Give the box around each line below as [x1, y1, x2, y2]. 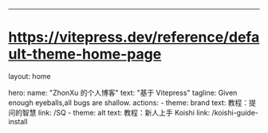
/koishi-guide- [211, 108, 259, 117]
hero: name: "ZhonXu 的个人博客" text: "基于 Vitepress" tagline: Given [8, 88, 238, 97]
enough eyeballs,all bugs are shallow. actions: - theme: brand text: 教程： [8, 97, 250, 108]
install [8, 116, 28, 126]
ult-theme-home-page [8, 45, 162, 64]
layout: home [8, 71, 51, 80]
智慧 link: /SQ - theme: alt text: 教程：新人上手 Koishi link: [22, 108, 211, 117]
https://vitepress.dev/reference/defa [8, 29, 260, 46]
